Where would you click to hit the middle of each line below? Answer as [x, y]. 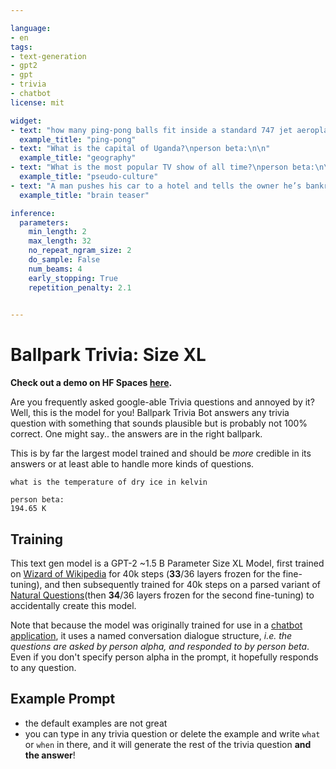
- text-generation [48, 56]
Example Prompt [63, 699]
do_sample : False [64, 260]
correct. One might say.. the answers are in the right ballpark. [136, 434]
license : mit [37, 102]
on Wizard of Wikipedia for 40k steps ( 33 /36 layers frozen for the [145, 574]
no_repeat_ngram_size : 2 [80, 251]
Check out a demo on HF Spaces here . [91, 383]
